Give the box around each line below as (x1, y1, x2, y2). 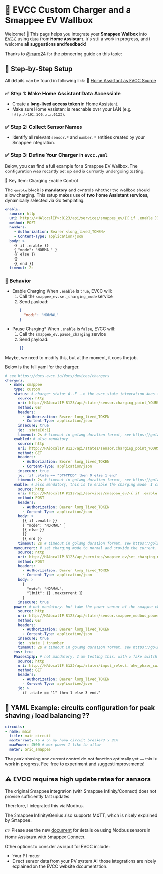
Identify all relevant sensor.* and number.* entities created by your (12, 134, 145, 140)
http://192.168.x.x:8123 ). (12, 112, 65, 117)
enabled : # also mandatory (14, 437, 68, 441)
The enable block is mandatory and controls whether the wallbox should (5, 187, 150, 193)
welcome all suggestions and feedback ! (5, 41, 86, 47)
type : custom (14, 387, 40, 392)
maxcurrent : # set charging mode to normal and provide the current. (14, 545, 158, 550)
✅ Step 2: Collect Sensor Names (5, 123, 82, 130)
